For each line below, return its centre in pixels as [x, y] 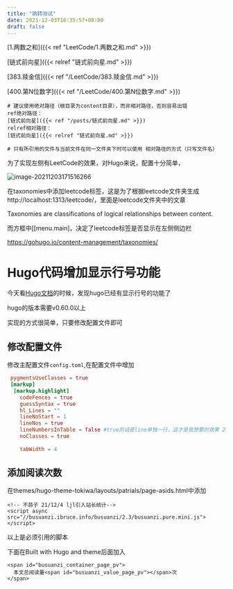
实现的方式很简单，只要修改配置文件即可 [65, 323]
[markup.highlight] [42, 391]
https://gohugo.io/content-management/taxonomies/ [83, 242]
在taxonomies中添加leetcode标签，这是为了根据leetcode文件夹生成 [103, 191]
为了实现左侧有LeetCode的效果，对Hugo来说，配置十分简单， [96, 163]
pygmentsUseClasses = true [49, 378]
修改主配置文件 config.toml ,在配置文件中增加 [71, 365]
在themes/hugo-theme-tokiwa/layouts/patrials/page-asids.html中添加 [107, 491]
